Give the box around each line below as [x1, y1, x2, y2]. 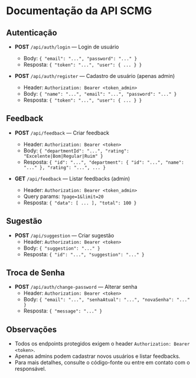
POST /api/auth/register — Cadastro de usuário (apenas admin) [14, 73, 175, 79]
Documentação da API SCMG [6, 4, 152, 18]
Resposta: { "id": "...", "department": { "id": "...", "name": [23, 158, 184, 165]
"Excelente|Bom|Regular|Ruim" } [23, 153, 103, 159]
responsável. [14, 365, 46, 373]
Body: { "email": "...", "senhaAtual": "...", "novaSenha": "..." [23, 296, 190, 303]
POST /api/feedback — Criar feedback [14, 129, 109, 136]
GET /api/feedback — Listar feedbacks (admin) [14, 175, 130, 182]
